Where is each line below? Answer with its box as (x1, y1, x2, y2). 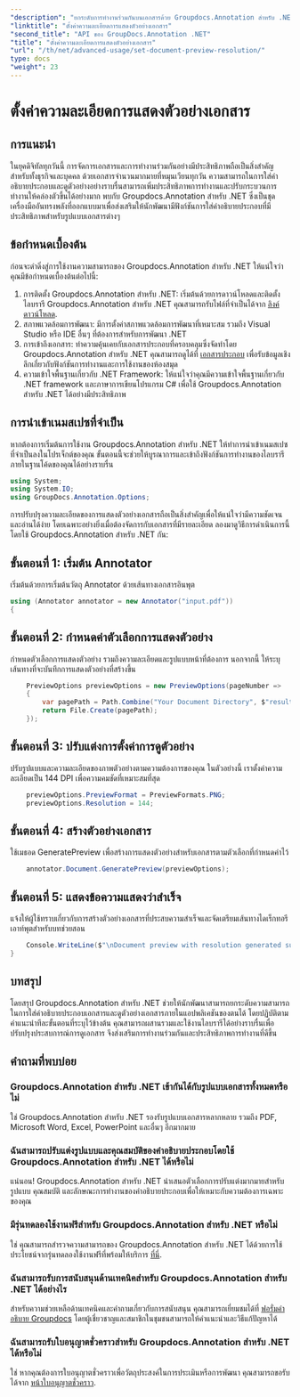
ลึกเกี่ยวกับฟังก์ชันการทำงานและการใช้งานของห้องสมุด (22, 358, 179, 370)
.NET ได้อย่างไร (10, 1283, 68, 1295)
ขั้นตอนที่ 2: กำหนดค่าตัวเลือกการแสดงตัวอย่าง (10, 629, 213, 646)
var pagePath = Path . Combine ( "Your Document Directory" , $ (42, 698, 266, 707)
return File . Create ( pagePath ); (42, 706, 158, 715)
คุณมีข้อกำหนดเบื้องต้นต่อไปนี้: (10, 271, 99, 281)
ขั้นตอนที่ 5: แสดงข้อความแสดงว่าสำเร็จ (10, 889, 182, 905)
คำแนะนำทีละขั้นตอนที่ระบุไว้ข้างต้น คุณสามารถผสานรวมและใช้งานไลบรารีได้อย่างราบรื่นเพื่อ (10, 1017, 275, 1028)
